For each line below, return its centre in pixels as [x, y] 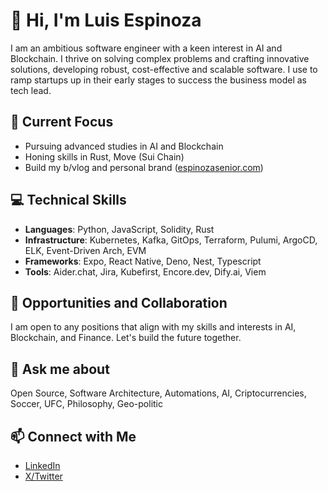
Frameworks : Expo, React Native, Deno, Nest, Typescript [143, 261]
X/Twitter [43, 476]
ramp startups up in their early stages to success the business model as [158, 80]
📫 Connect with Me [73, 436]
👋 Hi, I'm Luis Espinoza [106, 20]
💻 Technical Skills [68, 200]
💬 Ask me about [60, 369]
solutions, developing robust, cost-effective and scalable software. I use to [164, 69]
